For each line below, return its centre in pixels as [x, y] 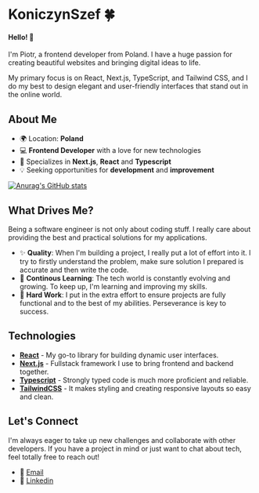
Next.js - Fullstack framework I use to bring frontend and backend [126, 363]
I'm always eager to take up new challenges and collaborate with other [122, 440]
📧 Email [32, 472]
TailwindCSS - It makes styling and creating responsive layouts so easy [135, 388]
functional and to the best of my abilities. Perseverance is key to [123, 303]
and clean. [36, 397]
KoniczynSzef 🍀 [62, 14]
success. [34, 312]
